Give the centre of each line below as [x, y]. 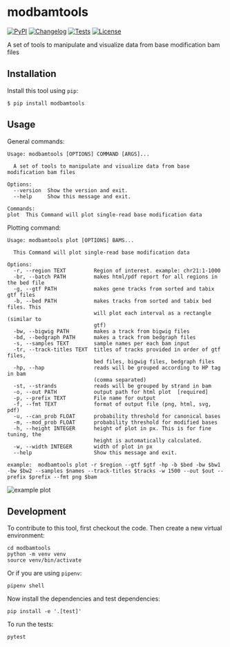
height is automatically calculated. [148, 440]
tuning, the [24, 434]
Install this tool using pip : [43, 90]
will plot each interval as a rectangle [153, 313]
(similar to [24, 319]
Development [37, 511]
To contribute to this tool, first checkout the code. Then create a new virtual [115, 528]
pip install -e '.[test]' [44, 612]
